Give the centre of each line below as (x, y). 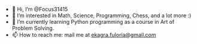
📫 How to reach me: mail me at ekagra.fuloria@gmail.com (84, 35)
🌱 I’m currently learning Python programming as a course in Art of (93, 22)
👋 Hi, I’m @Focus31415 (40, 9)
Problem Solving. (33, 28)
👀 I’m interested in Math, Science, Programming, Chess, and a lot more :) (101, 15)
